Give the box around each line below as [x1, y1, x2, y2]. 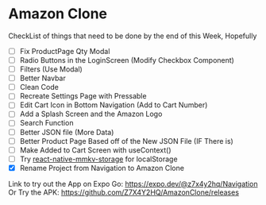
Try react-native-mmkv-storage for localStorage [19, 154, 178, 164]
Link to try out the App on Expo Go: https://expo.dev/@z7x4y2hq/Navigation [8, 179, 258, 188]
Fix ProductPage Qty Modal [19, 46, 110, 56]
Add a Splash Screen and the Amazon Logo [19, 109, 163, 119]
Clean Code [19, 83, 60, 92]
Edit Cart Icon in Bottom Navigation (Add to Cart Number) [19, 100, 208, 110]
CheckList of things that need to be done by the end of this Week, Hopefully [8, 31, 257, 41]
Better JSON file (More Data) [19, 127, 114, 137]
